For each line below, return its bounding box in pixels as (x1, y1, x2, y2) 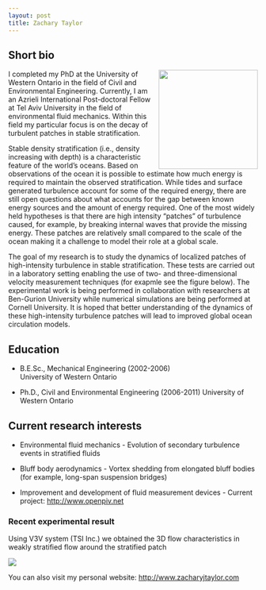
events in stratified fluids (19, 448, 101, 457)
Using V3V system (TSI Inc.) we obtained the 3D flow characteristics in (8, 534, 240, 544)
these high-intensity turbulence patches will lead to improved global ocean (8, 311, 253, 321)
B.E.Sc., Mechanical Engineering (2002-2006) (19, 364, 171, 373)
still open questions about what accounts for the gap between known (8, 195, 234, 204)
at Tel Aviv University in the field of (8, 103, 122, 113)
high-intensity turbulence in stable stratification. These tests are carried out (8, 260, 255, 270)
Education (8, 342, 60, 356)
